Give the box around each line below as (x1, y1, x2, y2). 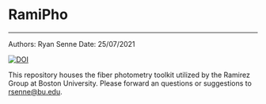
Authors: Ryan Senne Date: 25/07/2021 (8, 39, 136, 48)
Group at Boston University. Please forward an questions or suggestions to (8, 78, 252, 88)
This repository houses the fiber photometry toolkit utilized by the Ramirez (8, 70, 251, 79)
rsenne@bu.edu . (8, 87, 63, 96)
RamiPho (8, 6, 69, 24)
